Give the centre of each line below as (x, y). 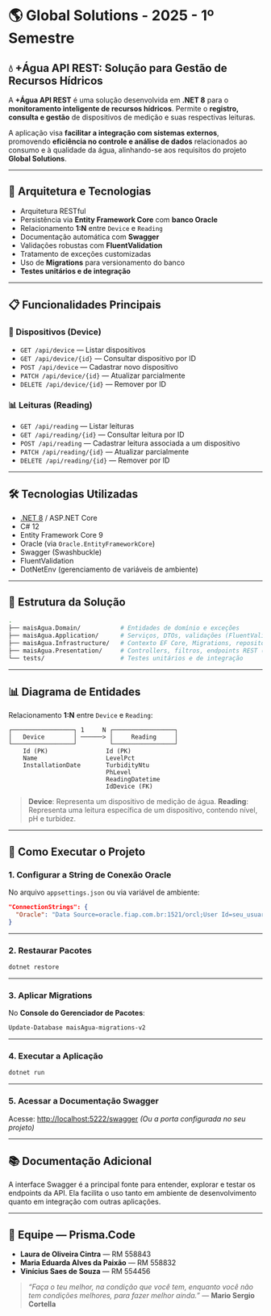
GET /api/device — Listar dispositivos (83, 350)
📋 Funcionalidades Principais (85, 305)
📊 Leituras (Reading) (50, 405)
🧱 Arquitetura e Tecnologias (80, 192)
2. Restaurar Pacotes (50, 950)
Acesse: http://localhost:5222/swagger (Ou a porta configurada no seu (127, 1118)
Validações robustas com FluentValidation (91, 245)
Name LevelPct (79, 759)
